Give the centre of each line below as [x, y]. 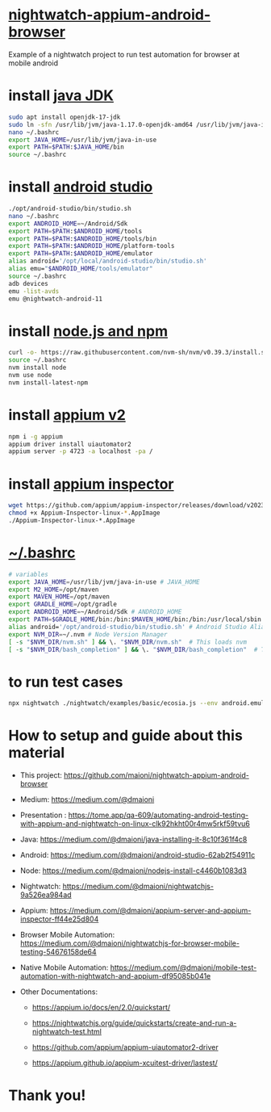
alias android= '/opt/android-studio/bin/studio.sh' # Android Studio [128, 627]
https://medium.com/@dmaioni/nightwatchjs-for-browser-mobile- [130, 943]
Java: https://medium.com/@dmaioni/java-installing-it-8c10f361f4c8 [133, 839]
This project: [41, 775]
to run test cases [66, 682]
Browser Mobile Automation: [67, 935]
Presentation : [43, 815]
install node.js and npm [88, 331]
